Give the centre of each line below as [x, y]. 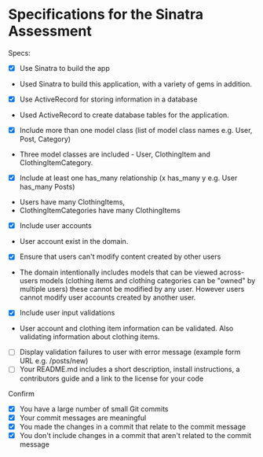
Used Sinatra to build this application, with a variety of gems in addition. [136, 84]
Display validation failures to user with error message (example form [130, 352]
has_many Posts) [47, 187]
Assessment [50, 31]
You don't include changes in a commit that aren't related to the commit [135, 435]
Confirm [22, 393]
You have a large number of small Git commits [94, 409]
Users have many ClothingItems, [72, 202]
